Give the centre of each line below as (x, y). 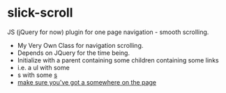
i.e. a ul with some (43, 67)
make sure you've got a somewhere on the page (87, 82)
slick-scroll (40, 13)
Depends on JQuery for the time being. (74, 53)
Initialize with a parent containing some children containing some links (118, 60)
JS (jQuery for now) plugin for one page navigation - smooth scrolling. (108, 32)
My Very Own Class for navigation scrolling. (80, 45)
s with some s (37, 75)
